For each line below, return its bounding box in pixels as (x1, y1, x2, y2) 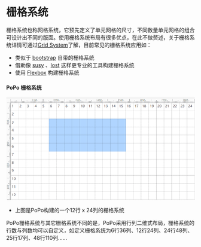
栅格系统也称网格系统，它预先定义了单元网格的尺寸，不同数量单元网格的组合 (6, 26, 195, 33)
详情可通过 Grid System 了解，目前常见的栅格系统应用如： (11, 41, 152, 48)
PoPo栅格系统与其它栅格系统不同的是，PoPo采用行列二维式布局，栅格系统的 (6, 219, 195, 227)
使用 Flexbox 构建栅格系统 (14, 69, 80, 76)
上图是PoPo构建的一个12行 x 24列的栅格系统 (14, 207, 124, 214)
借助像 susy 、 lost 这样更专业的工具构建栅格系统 (14, 61, 135, 69)
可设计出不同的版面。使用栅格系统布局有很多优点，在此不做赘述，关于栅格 (6, 33, 190, 41)
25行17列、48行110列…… (6, 234, 68, 242)
